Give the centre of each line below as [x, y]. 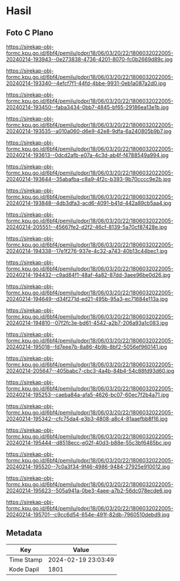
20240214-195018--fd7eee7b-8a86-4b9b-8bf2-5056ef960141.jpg [87, 347]
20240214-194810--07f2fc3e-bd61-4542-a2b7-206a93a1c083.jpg [87, 323]
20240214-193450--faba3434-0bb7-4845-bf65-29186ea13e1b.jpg [87, 107]
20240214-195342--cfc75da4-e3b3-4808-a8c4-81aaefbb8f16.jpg [87, 419]
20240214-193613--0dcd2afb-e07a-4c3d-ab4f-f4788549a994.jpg [87, 155]
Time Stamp [26, 560]
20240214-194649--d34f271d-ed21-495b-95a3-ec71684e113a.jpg [87, 299]
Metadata [24, 533]
